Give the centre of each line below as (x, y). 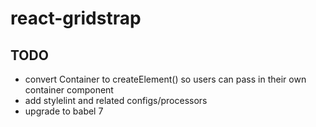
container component (69, 90)
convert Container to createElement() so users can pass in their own (165, 79)
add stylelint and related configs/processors (116, 100)
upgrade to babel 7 (64, 111)
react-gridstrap (76, 18)
